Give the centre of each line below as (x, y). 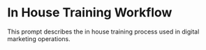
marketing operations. (39, 38)
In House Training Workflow (90, 13)
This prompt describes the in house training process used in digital (103, 32)
